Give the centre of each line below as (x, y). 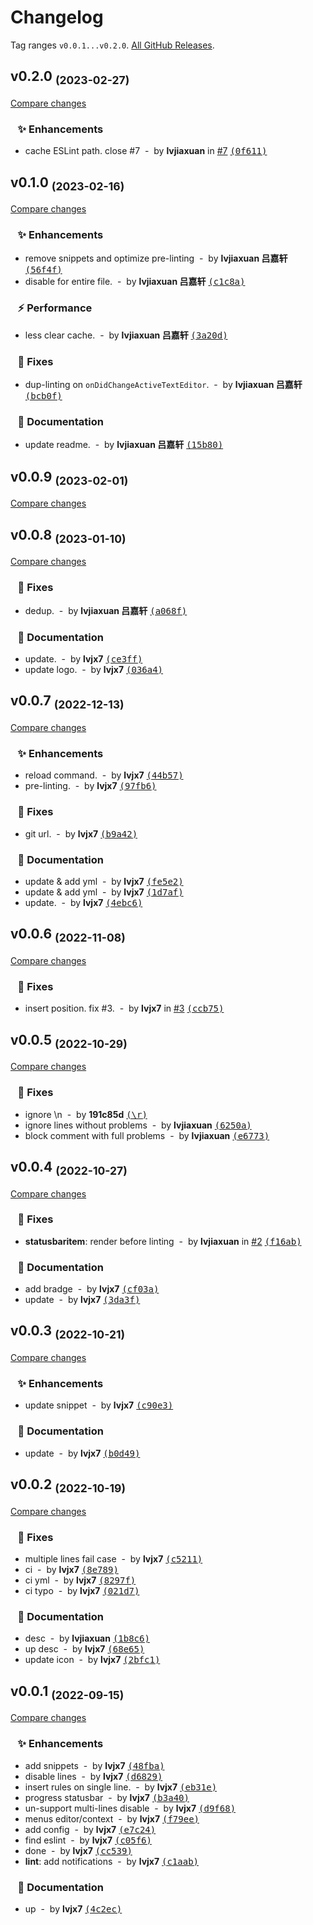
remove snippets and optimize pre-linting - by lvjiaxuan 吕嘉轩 (156, 258)
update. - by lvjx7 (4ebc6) (83, 902)
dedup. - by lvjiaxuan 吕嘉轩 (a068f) (106, 610)
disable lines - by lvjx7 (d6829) (93, 1776)
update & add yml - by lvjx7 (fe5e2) (104, 881)
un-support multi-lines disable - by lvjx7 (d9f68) (130, 1808)
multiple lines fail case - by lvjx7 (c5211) (113, 1558)
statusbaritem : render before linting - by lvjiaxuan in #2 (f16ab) (163, 1241)
